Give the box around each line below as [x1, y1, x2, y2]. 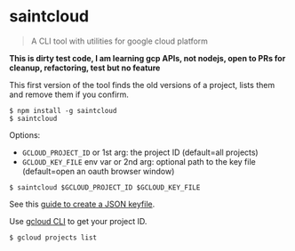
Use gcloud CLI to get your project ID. [9, 215, 147, 226]
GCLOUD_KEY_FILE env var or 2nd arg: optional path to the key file [21, 156, 256, 166]
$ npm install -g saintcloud [9, 106, 117, 115]
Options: [9, 129, 41, 140]
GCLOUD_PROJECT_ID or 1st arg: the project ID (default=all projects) [21, 147, 259, 158]
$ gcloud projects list [9, 233, 98, 242]
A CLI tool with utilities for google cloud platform [30, 36, 209, 46]
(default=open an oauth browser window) [21, 166, 175, 176]
